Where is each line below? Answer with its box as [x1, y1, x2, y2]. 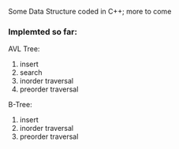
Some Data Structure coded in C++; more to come [8, 7, 172, 16]
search [19, 68, 43, 77]
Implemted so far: [8, 26, 77, 37]
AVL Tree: [8, 44, 40, 54]
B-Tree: [8, 100, 33, 110]
